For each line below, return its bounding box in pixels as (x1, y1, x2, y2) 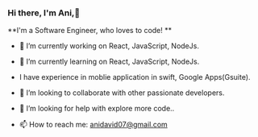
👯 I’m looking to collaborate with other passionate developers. (19, 88, 225, 98)
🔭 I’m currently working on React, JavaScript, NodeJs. (19, 41, 199, 51)
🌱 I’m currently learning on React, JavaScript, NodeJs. (19, 56, 200, 67)
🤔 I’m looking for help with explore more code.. (19, 104, 175, 114)
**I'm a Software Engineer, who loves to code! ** (7, 26, 173, 35)
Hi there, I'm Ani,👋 (7, 7, 81, 19)
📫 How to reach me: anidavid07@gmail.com (19, 120, 169, 130)
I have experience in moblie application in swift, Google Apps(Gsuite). (19, 73, 251, 82)
